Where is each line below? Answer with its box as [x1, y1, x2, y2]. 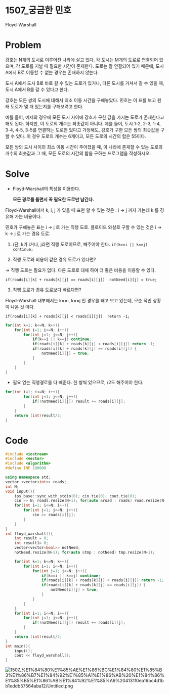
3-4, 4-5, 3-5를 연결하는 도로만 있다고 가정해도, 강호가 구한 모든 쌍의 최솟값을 [5, 127, 159, 133]
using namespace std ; [5, 475, 51, 480]
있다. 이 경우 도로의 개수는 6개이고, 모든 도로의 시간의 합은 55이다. [16, 133, 147, 139]
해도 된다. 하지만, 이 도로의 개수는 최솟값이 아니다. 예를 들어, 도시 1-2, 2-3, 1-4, [5, 120, 161, 126]
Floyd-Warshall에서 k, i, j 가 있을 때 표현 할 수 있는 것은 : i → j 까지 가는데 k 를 [5, 207, 159, 213]
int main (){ [5, 643, 30, 649]
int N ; [5, 484, 19, 489]
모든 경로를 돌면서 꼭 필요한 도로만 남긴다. [12, 196, 95, 202]
